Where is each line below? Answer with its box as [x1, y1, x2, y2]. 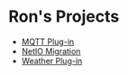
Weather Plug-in [21, 55, 83, 66]
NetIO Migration [21, 45, 81, 56]
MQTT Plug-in [21, 36, 75, 47]
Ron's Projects [8, 6, 120, 27]
